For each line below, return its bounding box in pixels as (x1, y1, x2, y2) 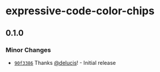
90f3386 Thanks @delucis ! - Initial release (14, 59, 117, 66)
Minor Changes (5, 46, 51, 54)
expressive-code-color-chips (5, 4, 155, 18)
